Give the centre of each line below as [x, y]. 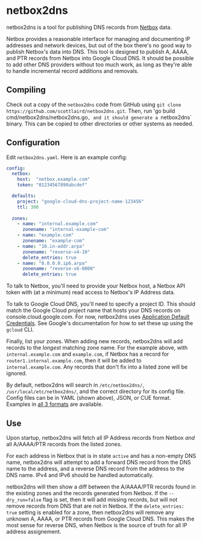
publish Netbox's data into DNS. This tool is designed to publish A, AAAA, [97, 51]
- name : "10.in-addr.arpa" [51, 246]
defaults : [24, 196]
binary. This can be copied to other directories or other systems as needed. [100, 124]
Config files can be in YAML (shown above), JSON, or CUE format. [89, 398]
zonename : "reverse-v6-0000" [59, 269]
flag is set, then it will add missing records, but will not [110, 499]
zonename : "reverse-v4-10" [56, 252]
